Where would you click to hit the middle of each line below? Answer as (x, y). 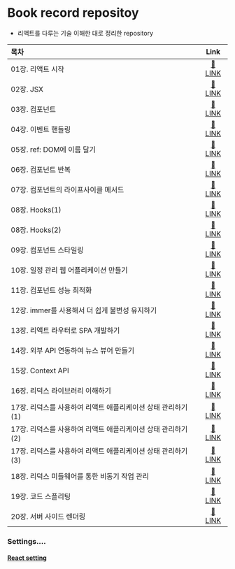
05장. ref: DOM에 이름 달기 (54, 150)
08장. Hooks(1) (36, 210)
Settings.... (27, 541)
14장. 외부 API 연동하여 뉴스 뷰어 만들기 (73, 350)
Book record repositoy (73, 13)
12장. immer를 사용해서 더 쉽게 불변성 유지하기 (84, 310)
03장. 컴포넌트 (33, 109)
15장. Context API (40, 370)
